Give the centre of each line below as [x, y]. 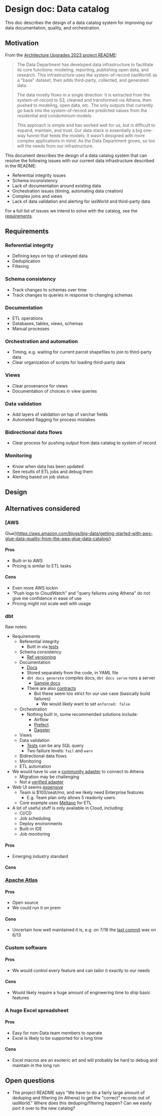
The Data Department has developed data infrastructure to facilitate [85, 64]
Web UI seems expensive [38, 787]
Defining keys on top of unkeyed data [50, 256]
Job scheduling [35, 818]
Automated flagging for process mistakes [54, 419]
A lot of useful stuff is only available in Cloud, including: [68, 808]
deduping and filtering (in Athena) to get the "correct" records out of [81, 1097]
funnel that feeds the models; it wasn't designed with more [86, 135]
